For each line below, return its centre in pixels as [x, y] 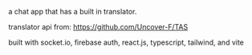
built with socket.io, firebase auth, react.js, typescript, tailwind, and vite [126, 42]
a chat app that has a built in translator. [73, 12]
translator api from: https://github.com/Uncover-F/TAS [98, 27]
